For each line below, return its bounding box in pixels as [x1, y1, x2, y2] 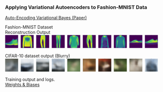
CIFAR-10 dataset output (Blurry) [5, 53, 70, 59]
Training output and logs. [5, 77, 55, 82]
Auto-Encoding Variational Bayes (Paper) [5, 15, 87, 21]
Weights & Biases [5, 81, 40, 87]
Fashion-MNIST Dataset [5, 24, 53, 30]
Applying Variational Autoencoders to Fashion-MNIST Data [5, 4, 147, 11]
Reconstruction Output [5, 30, 50, 35]
